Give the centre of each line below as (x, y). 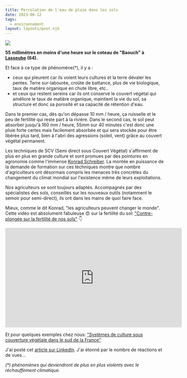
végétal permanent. (26, 141)
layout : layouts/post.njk (32, 29)
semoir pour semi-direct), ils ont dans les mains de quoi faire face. (74, 198)
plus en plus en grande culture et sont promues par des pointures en (76, 156)
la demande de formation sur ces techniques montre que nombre (73, 167)
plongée (14, 219)
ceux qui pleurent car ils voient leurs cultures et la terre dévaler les (82, 78)
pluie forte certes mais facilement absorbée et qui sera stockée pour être (81, 130)
